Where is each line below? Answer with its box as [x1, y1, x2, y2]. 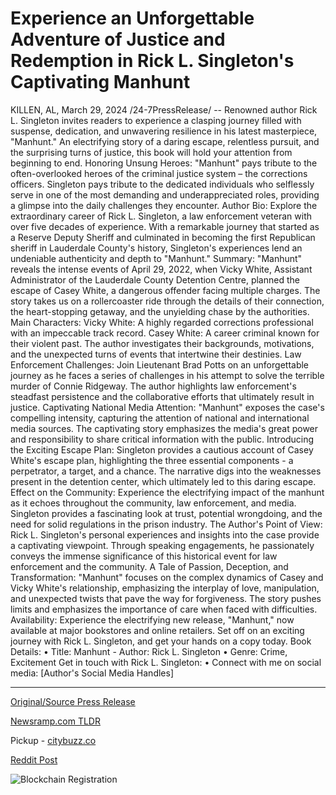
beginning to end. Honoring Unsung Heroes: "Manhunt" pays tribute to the [10, 157, 318, 169]
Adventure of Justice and [10, 28, 226, 51]
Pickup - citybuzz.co [10, 734, 97, 746]
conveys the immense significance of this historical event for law [10, 550, 278, 562]
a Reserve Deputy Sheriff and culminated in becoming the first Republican [10, 231, 316, 243]
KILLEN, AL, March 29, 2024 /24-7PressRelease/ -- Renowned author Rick [10, 103, 318, 116]
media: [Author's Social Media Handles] [10, 667, 174, 679]
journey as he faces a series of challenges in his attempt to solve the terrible [10, 369, 325, 381]
